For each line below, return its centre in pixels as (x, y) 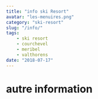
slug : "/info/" (24, 28)
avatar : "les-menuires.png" (40, 17)
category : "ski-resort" (35, 22)
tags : (13, 33)
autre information (49, 89)
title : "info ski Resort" (37, 11)
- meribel (29, 49)
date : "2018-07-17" (30, 60)
